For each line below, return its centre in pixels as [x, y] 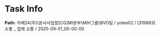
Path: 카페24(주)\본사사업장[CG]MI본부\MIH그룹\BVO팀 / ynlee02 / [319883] [80, 23]
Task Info [24, 9]
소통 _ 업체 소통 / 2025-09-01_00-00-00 [44, 29]
